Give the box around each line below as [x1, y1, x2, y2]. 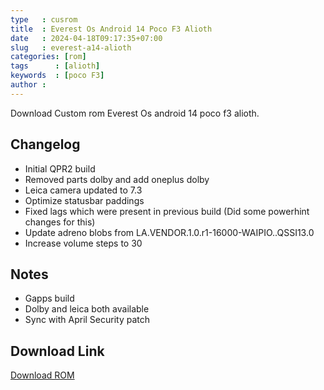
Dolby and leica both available [24, 303, 150, 315]
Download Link [10, 342, 105, 360]
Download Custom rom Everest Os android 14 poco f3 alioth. [10, 107, 260, 119]
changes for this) [24, 216, 96, 228]
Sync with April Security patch [24, 314, 151, 326]
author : [10, 80, 47, 90]
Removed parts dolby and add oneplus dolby [24, 173, 210, 185]
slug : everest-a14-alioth [10, 42, 132, 53]
